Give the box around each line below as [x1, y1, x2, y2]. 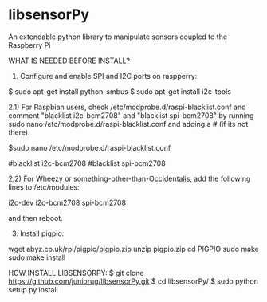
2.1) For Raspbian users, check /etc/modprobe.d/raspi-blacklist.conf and [8, 102, 246, 112]
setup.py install [8, 284, 58, 294]
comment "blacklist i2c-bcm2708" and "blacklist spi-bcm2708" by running [8, 110, 254, 120]
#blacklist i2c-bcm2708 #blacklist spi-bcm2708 [8, 158, 166, 168]
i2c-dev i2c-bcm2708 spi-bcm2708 [8, 198, 126, 207]
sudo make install [8, 253, 66, 262]
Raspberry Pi [8, 40, 51, 49]
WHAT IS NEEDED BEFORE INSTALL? [8, 56, 130, 65]
